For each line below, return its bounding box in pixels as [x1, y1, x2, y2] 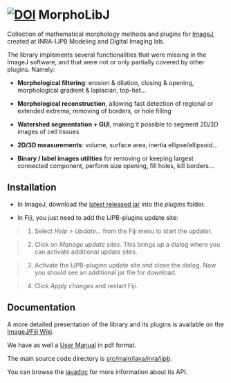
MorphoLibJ [38, 7, 110, 23]
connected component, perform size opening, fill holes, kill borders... [17, 161, 214, 169]
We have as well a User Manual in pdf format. [7, 341, 137, 349]
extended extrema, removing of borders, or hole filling [17, 106, 172, 115]
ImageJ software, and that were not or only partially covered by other [7, 57, 205, 66]
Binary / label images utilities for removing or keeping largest [17, 154, 194, 162]
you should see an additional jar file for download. [34, 268, 177, 277]
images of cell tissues [17, 127, 80, 136]
